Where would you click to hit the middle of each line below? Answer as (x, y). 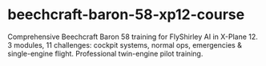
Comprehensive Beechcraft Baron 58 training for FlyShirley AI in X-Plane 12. (133, 37)
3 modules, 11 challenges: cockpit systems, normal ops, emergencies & (125, 45)
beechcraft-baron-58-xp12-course (126, 15)
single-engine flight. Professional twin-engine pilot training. (105, 53)
